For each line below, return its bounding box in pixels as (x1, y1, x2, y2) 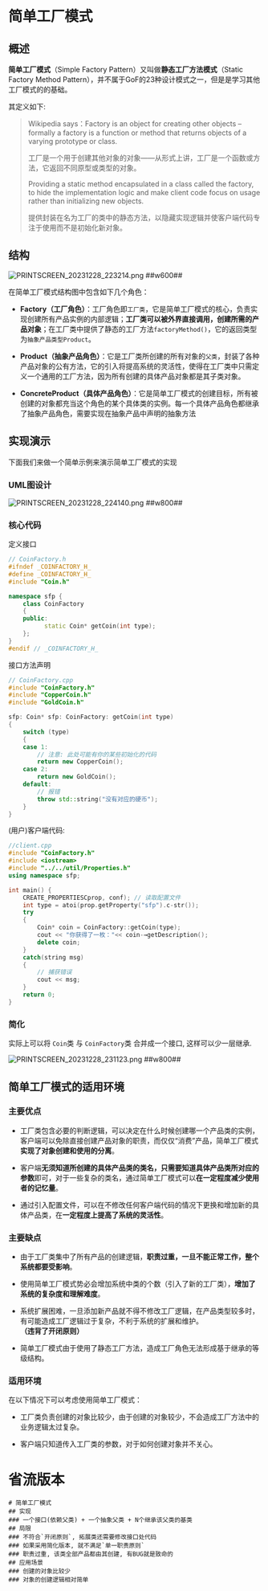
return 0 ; (22, 991, 56, 999)
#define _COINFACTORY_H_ (8, 570, 91, 579)
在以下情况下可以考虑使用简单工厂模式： (8, 1395, 142, 1405)
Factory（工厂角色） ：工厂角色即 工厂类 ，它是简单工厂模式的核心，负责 (19, 304, 251, 313)
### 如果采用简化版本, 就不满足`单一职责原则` (8, 1542, 145, 1550)
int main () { (8, 885, 52, 894)
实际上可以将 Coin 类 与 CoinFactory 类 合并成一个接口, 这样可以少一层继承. (8, 1038, 253, 1049)
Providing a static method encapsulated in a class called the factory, (27, 179, 254, 189)
